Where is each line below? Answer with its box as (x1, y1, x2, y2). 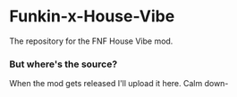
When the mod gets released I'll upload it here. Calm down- (9, 78, 229, 89)
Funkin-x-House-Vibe (9, 6, 175, 27)
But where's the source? (9, 58, 118, 70)
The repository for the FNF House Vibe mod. (9, 36, 174, 46)
